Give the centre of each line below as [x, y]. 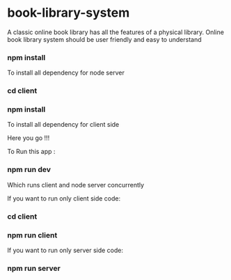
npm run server [34, 268]
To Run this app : [31, 152]
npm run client [32, 235]
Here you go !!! [29, 138]
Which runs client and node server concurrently [76, 185]
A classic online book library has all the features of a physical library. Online [116, 32]
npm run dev [29, 170]
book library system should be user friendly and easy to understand [104, 39]
